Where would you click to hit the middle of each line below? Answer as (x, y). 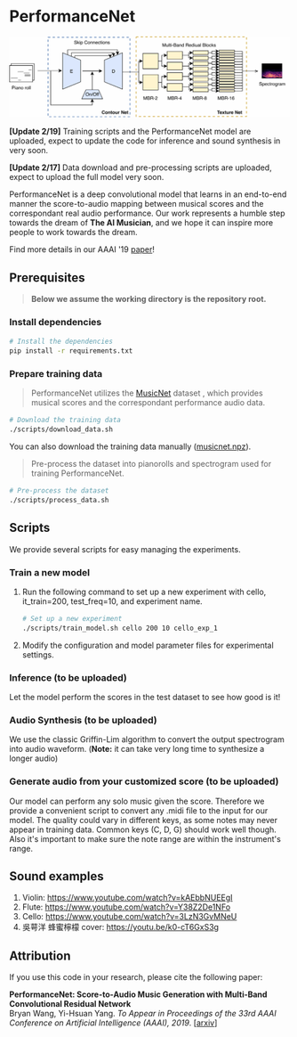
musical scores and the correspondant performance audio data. (148, 403)
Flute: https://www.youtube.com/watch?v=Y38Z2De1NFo (126, 907)
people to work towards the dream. (73, 233)
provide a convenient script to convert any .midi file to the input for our (139, 810)
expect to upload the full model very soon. (87, 177)
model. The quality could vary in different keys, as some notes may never (144, 820)
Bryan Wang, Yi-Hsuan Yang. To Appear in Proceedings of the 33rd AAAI (143, 1014)
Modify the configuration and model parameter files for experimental (148, 645)
